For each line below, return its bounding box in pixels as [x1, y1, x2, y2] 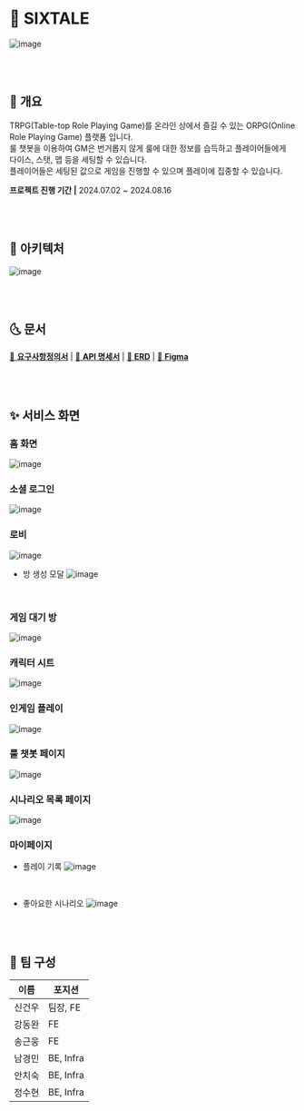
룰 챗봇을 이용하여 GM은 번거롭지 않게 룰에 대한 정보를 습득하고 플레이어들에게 [9, 143, 287, 154]
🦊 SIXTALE [9, 8, 90, 29]
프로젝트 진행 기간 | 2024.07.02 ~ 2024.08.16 [9, 184, 172, 195]
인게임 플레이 [9, 702, 64, 715]
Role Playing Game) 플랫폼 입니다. [9, 131, 133, 142]
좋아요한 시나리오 [22, 898, 84, 909]
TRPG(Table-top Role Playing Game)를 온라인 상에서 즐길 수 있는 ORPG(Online [9, 120, 296, 131]
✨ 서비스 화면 [9, 408, 80, 423]
